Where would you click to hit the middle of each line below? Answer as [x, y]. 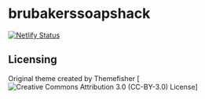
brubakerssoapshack [79, 14]
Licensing [33, 60]
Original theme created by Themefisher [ [74, 78]
